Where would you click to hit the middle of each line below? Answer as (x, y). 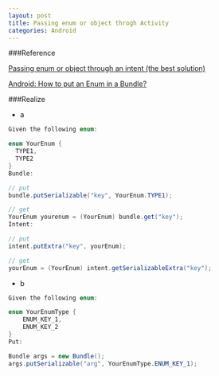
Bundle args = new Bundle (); (57, 356)
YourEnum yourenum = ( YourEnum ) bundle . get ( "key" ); (96, 217)
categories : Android (43, 30)
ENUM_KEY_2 (41, 327)
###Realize (27, 100)
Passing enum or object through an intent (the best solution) (107, 69)
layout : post (30, 16)
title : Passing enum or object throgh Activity (89, 23)
